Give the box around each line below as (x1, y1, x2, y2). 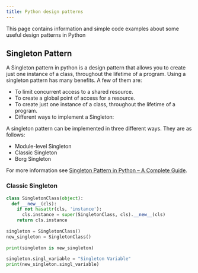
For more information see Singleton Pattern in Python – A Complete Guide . (6, 167, 188, 174)
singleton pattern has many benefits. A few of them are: (6, 77, 142, 84)
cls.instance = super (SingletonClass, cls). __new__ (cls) (21, 212, 166, 218)
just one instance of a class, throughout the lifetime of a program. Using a (6, 71, 186, 78)
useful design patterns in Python (6, 31, 86, 39)
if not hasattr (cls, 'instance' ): (17, 206, 102, 212)
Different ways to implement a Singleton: (14, 113, 114, 120)
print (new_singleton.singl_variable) (6, 262, 100, 268)
